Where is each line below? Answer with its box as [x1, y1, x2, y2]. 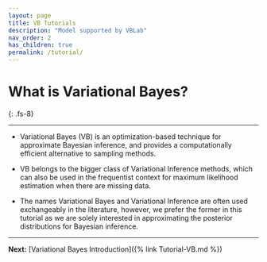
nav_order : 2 [8, 33, 52, 42]
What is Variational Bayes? [8, 83, 189, 101]
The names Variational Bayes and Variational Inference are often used [19, 196, 249, 206]
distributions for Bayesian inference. [19, 222, 139, 231]
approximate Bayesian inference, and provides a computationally [19, 140, 232, 149]
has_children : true [8, 41, 73, 49]
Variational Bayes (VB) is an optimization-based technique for [19, 132, 222, 141]
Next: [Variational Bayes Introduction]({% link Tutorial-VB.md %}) [8, 244, 222, 254]
